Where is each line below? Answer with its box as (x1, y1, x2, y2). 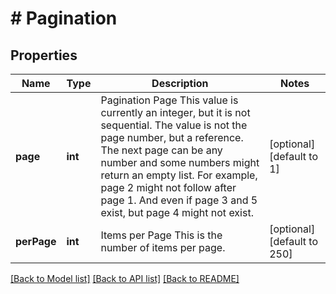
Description (151, 77, 209, 90)
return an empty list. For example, (100, 168, 258, 182)
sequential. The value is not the (100, 118, 248, 132)
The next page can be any (100, 143, 223, 157)
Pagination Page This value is (100, 93, 239, 107)
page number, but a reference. (100, 131, 244, 144)
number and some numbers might (100, 156, 260, 169)
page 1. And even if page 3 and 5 (100, 193, 258, 207)
